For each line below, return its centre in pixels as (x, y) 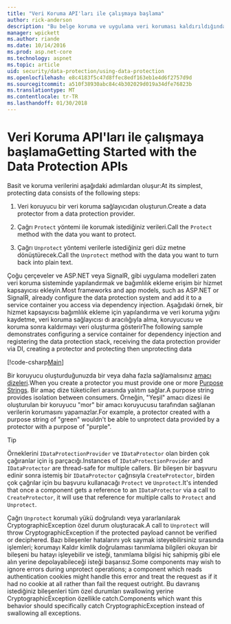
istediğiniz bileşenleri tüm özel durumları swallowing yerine (90, 591)
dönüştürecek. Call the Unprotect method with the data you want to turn (118, 255)
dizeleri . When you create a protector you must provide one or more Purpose (115, 382)
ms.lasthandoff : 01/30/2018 (47, 103)
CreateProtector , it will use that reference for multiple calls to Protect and (112, 497)
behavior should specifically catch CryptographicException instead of (106, 605)
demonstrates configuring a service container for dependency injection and (114, 334)
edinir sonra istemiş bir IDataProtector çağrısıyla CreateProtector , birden (111, 475)
